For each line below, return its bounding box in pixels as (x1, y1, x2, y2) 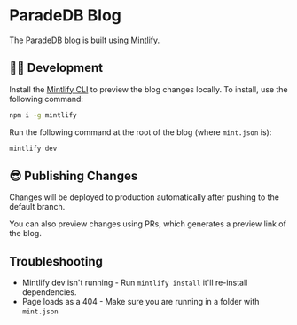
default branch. (9, 202, 66, 212)
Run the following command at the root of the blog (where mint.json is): (9, 126, 272, 138)
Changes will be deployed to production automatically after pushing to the (9, 192, 279, 202)
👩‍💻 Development (9, 60, 104, 75)
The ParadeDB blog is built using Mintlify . (9, 35, 160, 45)
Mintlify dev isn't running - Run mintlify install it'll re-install (21, 277, 248, 289)
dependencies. (21, 287, 77, 297)
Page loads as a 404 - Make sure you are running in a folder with (21, 297, 260, 307)
